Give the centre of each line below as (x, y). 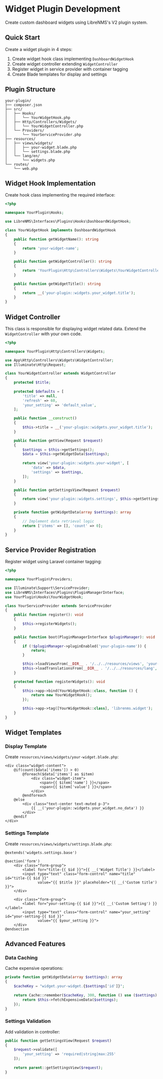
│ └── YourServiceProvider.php (43, 134)
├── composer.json (24, 105)
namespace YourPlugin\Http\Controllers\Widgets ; (55, 351)
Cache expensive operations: (34, 968)
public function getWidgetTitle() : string (57, 284)
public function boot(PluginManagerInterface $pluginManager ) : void (84, 637)
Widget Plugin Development (63, 9)
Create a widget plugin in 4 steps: (39, 49)
